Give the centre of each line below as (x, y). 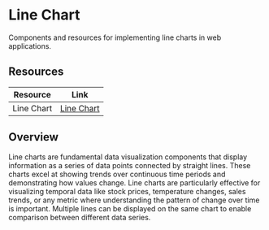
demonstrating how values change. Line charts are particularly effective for (134, 182)
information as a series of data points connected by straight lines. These (130, 165)
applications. (30, 46)
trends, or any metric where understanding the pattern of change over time (134, 200)
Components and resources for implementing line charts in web (115, 37)
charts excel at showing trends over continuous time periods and (117, 174)
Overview (34, 137)
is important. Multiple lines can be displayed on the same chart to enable (130, 208)
